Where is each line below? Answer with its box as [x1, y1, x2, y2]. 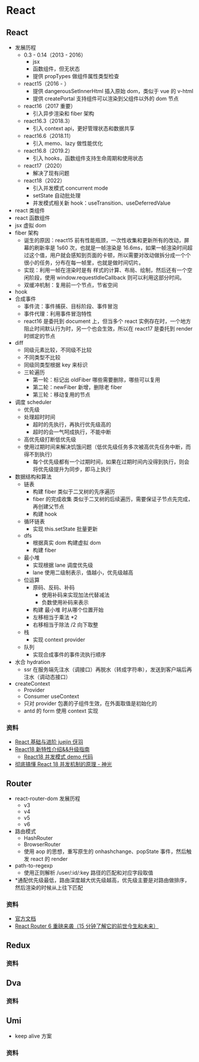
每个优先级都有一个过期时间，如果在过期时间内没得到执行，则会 [32, 458, 189, 465]
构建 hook [32, 511, 58, 517]
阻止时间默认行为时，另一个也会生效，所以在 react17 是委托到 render [23, 325, 193, 332]
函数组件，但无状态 [32, 65, 80, 72]
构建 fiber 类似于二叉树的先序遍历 [32, 488, 115, 495]
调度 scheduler [14, 399, 52, 406]
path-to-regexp [14, 862, 53, 869]
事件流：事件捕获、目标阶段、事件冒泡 [23, 302, 118, 310]
